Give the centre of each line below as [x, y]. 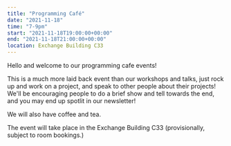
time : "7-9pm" [28, 26]
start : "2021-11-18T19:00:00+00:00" [60, 33]
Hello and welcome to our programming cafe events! [82, 65]
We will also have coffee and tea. [54, 114]
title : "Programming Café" [46, 13]
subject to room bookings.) [46, 135]
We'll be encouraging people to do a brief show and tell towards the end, [111, 93]
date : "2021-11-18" [35, 20]
